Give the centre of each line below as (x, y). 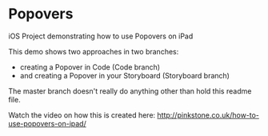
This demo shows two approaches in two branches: (94, 51)
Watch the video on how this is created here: (82, 115)
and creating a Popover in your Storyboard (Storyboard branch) (125, 75)
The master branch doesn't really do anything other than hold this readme (130, 91)
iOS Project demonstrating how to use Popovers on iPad (101, 36)
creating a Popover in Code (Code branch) (90, 67)
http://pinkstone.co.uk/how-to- (208, 115)
